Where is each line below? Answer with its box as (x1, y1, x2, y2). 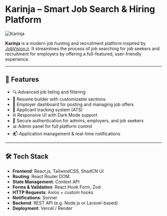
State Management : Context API (12, 179, 80, 185)
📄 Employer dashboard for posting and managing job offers (12, 101, 134, 107)
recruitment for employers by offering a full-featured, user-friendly (5, 51, 142, 57)
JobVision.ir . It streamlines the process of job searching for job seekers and (5, 45, 160, 51)
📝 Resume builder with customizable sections (12, 96, 106, 102)
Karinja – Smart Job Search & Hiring (5, 3, 155, 15)
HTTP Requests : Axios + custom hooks (12, 189, 93, 195)
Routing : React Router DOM (12, 173, 70, 179)
